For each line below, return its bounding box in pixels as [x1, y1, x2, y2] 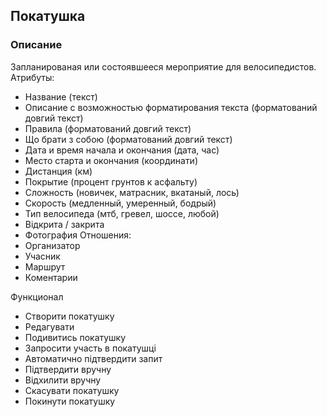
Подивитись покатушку [24, 331, 127, 343]
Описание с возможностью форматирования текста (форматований [24, 101, 318, 113]
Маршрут [24, 260, 66, 273]
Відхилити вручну [24, 374, 102, 386]
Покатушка [10, 8, 86, 25]
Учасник [24, 250, 61, 262]
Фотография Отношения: [24, 229, 132, 241]
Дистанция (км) [24, 165, 93, 177]
